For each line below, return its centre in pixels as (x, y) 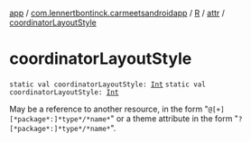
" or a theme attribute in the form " (174, 118)
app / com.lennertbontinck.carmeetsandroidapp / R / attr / (117, 13)
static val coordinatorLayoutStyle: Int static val (107, 84)
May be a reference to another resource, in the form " (109, 109)
